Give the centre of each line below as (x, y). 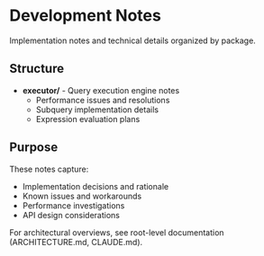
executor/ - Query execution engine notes (101, 90)
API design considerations (71, 215)
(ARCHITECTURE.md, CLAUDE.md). (76, 242)
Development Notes (86, 16)
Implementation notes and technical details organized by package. (133, 40)
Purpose (34, 148)
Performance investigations (73, 205)
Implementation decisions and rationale (96, 186)
